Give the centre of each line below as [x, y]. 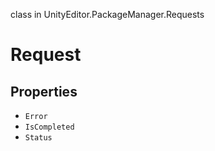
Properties [44, 91]
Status [38, 138]
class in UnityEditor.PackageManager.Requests [107, 14]
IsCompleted [49, 127]
